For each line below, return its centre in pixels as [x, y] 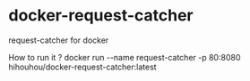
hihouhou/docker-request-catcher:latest [83, 67]
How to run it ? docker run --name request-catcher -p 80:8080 [125, 57]
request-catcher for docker [59, 40]
